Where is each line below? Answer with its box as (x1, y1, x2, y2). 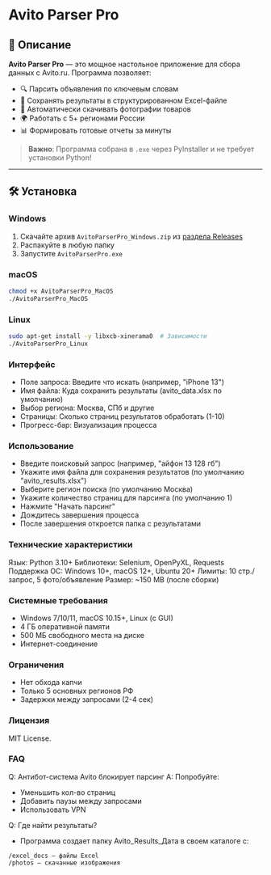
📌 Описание (8, 38, 72, 52)
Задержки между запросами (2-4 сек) (19, 695, 154, 704)
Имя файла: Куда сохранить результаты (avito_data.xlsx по (19, 386, 222, 395)
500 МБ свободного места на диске (19, 630, 145, 640)
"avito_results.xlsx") (19, 476, 87, 486)
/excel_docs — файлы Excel (8, 852, 99, 860)
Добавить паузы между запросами (19, 796, 143, 805)
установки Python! (27, 153, 92, 163)
